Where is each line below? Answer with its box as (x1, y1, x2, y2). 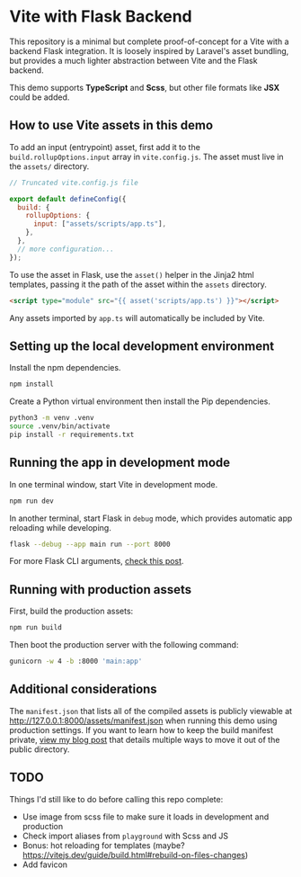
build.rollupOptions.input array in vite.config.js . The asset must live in (9, 151, 285, 162)
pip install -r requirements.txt (9, 430, 135, 439)
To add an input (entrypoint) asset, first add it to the (9, 141, 200, 152)
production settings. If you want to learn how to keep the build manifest (9, 724, 274, 735)
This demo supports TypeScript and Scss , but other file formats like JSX (9, 82, 280, 93)
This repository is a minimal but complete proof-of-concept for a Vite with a (9, 36, 289, 47)
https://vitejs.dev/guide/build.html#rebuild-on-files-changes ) (22, 849, 249, 860)
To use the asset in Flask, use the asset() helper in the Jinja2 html (9, 269, 254, 280)
